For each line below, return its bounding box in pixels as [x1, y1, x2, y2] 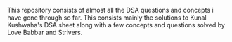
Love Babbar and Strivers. [7, 28, 83, 36]
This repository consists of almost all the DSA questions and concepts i [7, 6, 214, 14]
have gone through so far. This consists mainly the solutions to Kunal [7, 13, 207, 22]
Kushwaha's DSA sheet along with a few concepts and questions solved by [7, 21, 225, 29]
